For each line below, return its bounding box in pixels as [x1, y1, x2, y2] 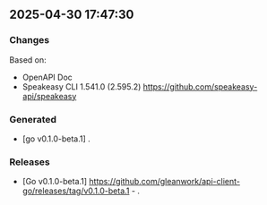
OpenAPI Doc [22, 72, 73, 82]
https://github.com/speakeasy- [142, 81, 258, 92]
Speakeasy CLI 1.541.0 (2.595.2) [22, 81, 142, 92]
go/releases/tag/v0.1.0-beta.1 [22, 185, 130, 196]
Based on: [9, 54, 47, 65]
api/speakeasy [22, 90, 77, 101]
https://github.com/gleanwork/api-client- [89, 176, 240, 187]
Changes [9, 34, 50, 47]
